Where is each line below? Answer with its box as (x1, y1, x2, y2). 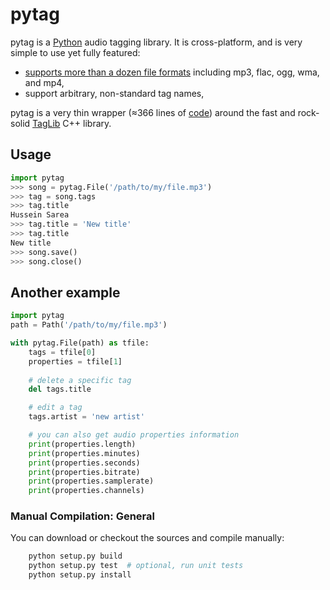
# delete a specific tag (28, 375, 132, 385)
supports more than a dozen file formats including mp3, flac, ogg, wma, (24, 66, 320, 78)
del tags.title (28, 384, 92, 395)
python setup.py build (28, 551, 123, 562)
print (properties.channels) (28, 486, 145, 496)
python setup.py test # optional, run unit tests (28, 561, 244, 571)
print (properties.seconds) (28, 458, 141, 468)
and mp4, (24, 76, 65, 88)
